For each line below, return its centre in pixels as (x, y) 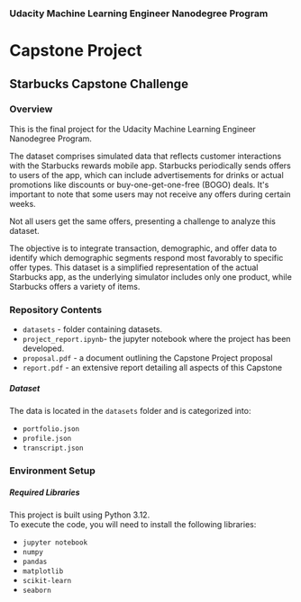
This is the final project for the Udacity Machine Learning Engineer (133, 129)
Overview (31, 109)
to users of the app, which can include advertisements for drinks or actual (146, 175)
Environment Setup (53, 471)
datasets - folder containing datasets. (92, 329)
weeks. (23, 203)
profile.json (47, 439)
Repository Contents (55, 310)
